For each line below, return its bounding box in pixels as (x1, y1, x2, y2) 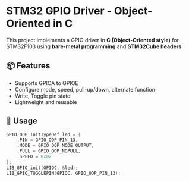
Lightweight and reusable (14, 98, 77, 105)
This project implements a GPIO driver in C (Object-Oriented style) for (6, 36, 179, 43)
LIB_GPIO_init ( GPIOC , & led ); (6, 165, 78, 171)
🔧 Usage (6, 116, 37, 126)
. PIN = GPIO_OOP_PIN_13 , (17, 137, 78, 143)
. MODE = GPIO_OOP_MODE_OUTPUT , (17, 143, 94, 149)
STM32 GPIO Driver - (6, 4, 112, 18)
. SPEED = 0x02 (17, 153, 52, 160)
